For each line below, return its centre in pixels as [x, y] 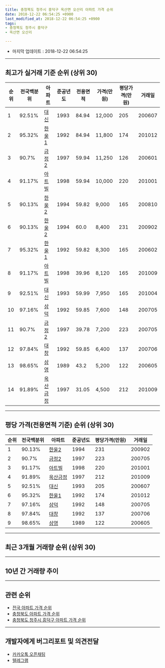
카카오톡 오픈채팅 [29, 654]
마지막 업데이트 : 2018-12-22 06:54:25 [50, 51]
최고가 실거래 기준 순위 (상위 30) [51, 73]
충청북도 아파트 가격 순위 [36, 614]
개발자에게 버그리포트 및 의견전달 [52, 641]
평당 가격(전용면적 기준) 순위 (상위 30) [60, 425]
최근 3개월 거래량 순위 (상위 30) [50, 547]
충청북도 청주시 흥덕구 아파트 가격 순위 [49, 620]
